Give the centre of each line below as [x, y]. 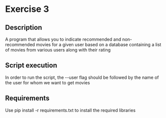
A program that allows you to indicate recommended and [63, 39]
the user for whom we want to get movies [48, 82]
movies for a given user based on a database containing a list [99, 45]
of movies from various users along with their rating [58, 50]
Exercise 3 [27, 9]
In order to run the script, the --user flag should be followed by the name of [82, 77]
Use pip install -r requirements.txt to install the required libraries [70, 110]
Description [24, 28]
